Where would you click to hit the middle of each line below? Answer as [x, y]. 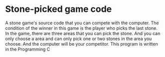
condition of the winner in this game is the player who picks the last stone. [82, 28]
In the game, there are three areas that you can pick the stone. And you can [83, 33]
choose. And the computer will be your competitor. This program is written [82, 44]
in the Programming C [28, 49]
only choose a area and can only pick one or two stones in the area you [79, 39]
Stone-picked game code [59, 9]
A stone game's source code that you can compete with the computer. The [82, 23]
